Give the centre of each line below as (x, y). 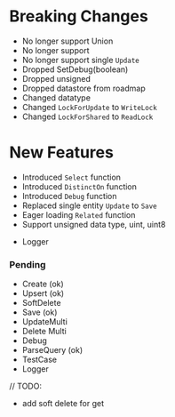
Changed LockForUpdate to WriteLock (89, 107)
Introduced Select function (72, 177)
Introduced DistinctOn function (80, 186)
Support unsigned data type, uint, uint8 (94, 224)
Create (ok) (43, 284)
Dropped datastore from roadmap (84, 88)
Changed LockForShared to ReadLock (87, 116)
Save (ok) (40, 312)
